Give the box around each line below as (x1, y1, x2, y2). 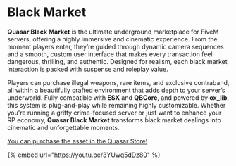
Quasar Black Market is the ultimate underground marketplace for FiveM (7, 27, 219, 36)
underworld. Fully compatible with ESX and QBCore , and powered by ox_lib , (7, 93, 230, 102)
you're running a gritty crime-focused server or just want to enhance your (7, 108, 222, 117)
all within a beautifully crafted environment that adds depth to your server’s (7, 86, 225, 94)
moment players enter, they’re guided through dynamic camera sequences (7, 42, 224, 51)
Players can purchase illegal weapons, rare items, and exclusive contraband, (7, 78, 230, 87)
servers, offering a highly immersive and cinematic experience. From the (7, 34, 218, 43)
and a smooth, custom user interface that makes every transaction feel (7, 50, 213, 58)
